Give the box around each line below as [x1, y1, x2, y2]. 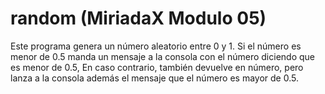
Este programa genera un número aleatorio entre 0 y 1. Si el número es [10, 40, 302, 52]
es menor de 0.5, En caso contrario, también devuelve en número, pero [10, 61, 304, 73]
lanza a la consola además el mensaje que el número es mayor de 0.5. [10, 72, 299, 84]
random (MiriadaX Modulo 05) [10, 7, 267, 30]
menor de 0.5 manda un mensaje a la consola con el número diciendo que [10, 50, 315, 62]
